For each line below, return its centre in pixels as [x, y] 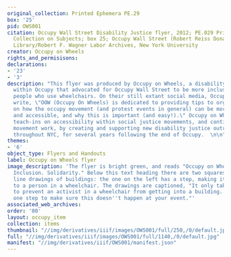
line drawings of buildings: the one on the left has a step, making [115, 179]
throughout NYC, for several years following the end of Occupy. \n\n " [120, 134]
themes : [18, 141]
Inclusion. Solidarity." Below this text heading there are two [107, 173]
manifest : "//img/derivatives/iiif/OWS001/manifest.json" [92, 243]
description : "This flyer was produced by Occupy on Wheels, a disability [117, 84]
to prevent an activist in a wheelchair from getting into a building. [118, 192]
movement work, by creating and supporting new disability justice [112, 128]
